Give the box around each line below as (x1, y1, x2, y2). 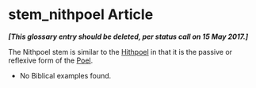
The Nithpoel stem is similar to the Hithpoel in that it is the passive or (8, 47, 232, 56)
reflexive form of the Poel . (8, 55, 94, 65)
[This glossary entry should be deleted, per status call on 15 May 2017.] (8, 32, 248, 41)
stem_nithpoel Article (8, 6, 154, 24)
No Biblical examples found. (19, 71, 112, 80)
